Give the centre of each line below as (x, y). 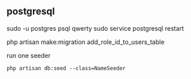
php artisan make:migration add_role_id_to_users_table (86, 42)
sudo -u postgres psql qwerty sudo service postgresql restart (95, 28)
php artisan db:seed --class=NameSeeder (66, 68)
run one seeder (29, 55)
